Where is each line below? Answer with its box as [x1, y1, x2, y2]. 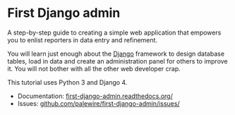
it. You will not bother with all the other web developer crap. [7, 64, 181, 73]
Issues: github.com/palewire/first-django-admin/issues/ [17, 99, 180, 107]
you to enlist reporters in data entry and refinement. [7, 35, 157, 44]
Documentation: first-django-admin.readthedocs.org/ [17, 92, 173, 100]
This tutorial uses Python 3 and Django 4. [7, 78, 128, 86]
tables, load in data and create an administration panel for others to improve [7, 56, 228, 65]
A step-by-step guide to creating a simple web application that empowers [7, 28, 222, 37]
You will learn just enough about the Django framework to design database [7, 49, 224, 58]
